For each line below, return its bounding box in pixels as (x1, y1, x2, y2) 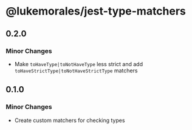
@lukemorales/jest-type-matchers (5, 4, 187, 18)
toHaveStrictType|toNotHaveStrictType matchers (14, 67, 138, 74)
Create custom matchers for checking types (14, 117, 125, 124)
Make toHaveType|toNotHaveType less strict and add (14, 60, 143, 67)
